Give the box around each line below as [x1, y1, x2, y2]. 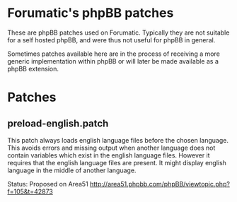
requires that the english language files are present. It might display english [7, 158, 226, 167]
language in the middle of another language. [7, 166, 137, 174]
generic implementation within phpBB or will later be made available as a [7, 57, 219, 65]
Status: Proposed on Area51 [7, 179, 88, 188]
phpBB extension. [7, 64, 59, 73]
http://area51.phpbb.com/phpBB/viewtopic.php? [89, 179, 230, 188]
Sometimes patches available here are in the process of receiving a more [7, 49, 221, 58]
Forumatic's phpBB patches [7, 5, 174, 21]
